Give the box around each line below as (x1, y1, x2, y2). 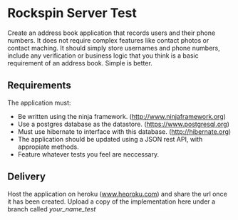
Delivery (7, 171, 46, 183)
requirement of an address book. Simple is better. (7, 58, 153, 67)
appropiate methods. (17, 142, 80, 151)
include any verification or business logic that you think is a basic (7, 51, 199, 60)
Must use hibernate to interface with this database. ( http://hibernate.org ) (17, 127, 232, 136)
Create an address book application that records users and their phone (7, 28, 216, 37)
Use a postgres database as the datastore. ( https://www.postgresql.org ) (17, 120, 230, 128)
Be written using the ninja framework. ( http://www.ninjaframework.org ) (17, 112, 227, 120)
